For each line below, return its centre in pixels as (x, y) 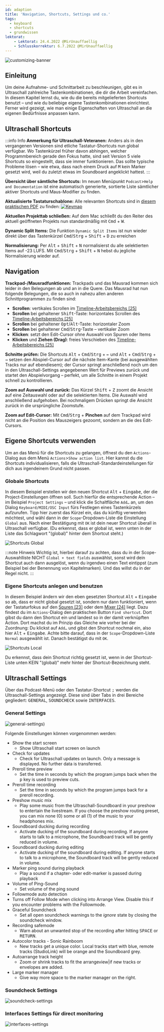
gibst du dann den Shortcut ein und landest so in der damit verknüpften (77, 618)
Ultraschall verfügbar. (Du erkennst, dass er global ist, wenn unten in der (78, 529)
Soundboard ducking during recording (51, 826)
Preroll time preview (32, 769)
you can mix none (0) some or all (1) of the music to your (76, 816)
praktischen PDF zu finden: (33, 207)
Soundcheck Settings (31, 990)
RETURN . (28, 936)
